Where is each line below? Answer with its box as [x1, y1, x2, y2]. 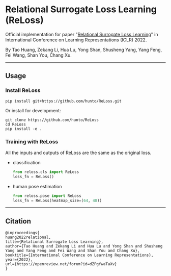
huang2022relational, [5, 235, 51, 240]
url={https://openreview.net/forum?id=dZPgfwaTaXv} [5, 262, 117, 267]
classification [12, 159, 41, 165]
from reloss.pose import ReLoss [12, 193, 81, 198]
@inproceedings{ [5, 231, 40, 236]
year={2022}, [5, 257, 33, 262]
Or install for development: [5, 107, 61, 113]
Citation [5, 217, 32, 225]
